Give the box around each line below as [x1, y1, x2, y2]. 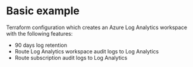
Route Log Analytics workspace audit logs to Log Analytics [14, 47, 159, 55]
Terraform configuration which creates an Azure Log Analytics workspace [6, 24, 188, 31]
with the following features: [6, 30, 73, 37]
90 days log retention [14, 42, 67, 49]
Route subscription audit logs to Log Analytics [14, 54, 128, 61]
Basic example [6, 4, 80, 18]
